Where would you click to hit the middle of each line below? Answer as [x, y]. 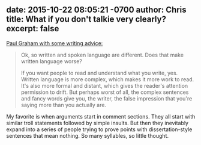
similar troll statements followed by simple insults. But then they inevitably [97, 123]
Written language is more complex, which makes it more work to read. [107, 79]
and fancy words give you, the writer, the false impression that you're [106, 98]
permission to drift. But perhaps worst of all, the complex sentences [105, 92]
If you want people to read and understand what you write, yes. [99, 73]
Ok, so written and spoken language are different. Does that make [102, 55]
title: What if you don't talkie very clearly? [86, 20]
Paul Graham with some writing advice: [55, 43]
